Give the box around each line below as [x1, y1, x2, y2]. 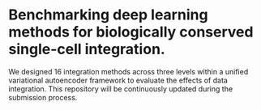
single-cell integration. [8, 40, 166, 58]
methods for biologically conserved [8, 23, 254, 41]
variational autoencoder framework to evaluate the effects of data [8, 75, 229, 85]
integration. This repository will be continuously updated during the [8, 83, 233, 94]
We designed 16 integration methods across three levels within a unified [8, 66, 249, 76]
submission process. [8, 92, 78, 102]
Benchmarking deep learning [8, 6, 208, 24]
